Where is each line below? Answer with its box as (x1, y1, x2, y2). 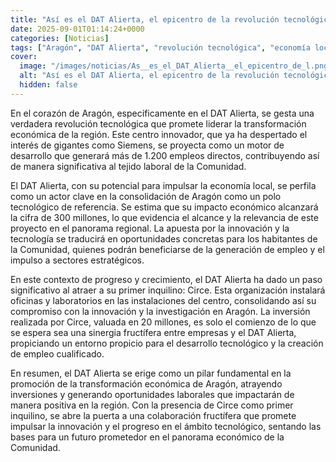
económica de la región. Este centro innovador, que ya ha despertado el (10, 128, 308, 140)
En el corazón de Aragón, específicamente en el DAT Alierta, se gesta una (10, 107, 315, 119)
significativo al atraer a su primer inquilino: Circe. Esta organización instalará (10, 284, 326, 296)
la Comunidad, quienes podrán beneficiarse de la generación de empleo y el (10, 243, 325, 255)
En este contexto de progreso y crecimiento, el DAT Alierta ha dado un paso (10, 273, 323, 285)
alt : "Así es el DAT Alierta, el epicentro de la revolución (19, 71, 280, 81)
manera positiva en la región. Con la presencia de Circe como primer (10, 399, 294, 411)
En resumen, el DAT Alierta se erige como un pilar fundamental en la (10, 367, 292, 379)
